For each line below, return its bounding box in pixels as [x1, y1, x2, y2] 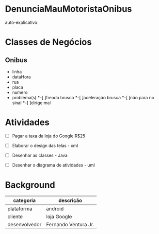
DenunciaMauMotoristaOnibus [5, 3, 132, 15]
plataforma [7, 205, 32, 212]
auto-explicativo [5, 19, 38, 25]
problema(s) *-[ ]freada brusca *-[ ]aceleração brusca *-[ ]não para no [12, 94, 154, 100]
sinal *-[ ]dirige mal [12, 100, 51, 106]
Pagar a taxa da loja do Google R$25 [12, 133, 86, 139]
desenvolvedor [7, 221, 42, 228]
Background [5, 180, 55, 191]
